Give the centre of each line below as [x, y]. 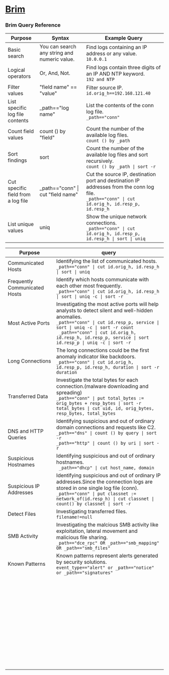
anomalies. [69, 317]
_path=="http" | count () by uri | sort [105, 443]
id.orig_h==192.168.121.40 [118, 94]
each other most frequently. [89, 286]
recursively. [100, 161]
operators [19, 76]
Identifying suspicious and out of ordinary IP [108, 475]
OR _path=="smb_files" [83, 548]
